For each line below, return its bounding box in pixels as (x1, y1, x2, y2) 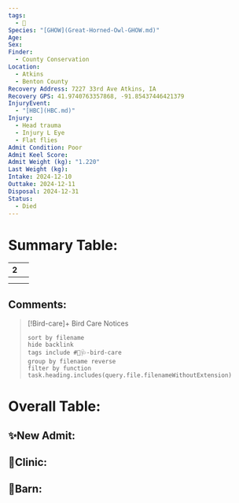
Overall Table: (8, 397, 101, 415)
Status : (8, 195, 34, 203)
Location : (8, 63, 41, 71)
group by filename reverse (27, 358, 116, 366)
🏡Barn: (8, 483, 42, 496)
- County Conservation (15, 56, 90, 64)
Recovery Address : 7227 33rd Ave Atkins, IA (8, 84, 156, 93)
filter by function (27, 364, 92, 373)
